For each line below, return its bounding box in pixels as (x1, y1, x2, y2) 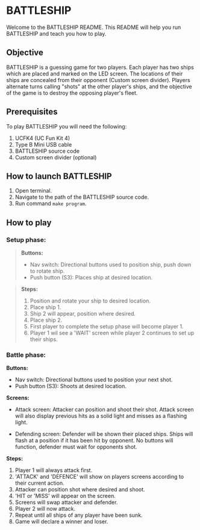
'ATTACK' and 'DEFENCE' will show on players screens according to (14, 473, 184, 481)
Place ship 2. (30, 316, 63, 324)
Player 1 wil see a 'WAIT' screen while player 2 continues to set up (30, 330, 195, 337)
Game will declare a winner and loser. (14, 518, 108, 525)
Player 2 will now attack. (14, 505, 76, 512)
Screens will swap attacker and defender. (14, 499, 118, 506)
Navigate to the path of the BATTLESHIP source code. (14, 194, 149, 201)
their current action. (14, 479, 64, 487)
